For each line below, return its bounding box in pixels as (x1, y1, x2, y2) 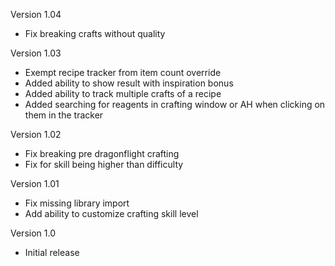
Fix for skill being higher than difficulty (24, 159, 184, 170)
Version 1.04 (10, 9, 62, 20)
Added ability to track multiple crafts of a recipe (24, 88, 222, 99)
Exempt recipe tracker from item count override (24, 67, 222, 78)
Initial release (24, 247, 80, 258)
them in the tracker (24, 109, 104, 121)
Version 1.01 (10, 178, 60, 189)
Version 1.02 (10, 129, 62, 140)
